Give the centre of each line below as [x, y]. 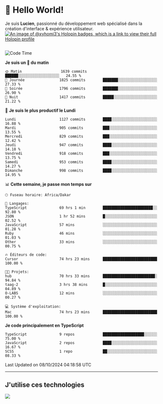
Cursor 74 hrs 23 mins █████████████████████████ [81, 259]
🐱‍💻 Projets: [17, 272]
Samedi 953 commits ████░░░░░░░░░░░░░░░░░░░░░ [81, 162]
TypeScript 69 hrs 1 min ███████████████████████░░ [81, 208]
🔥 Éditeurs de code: [26, 255]
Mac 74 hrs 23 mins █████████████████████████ [81, 312]
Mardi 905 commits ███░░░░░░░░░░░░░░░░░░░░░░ [81, 128]
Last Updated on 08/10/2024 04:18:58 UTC [48, 365]
